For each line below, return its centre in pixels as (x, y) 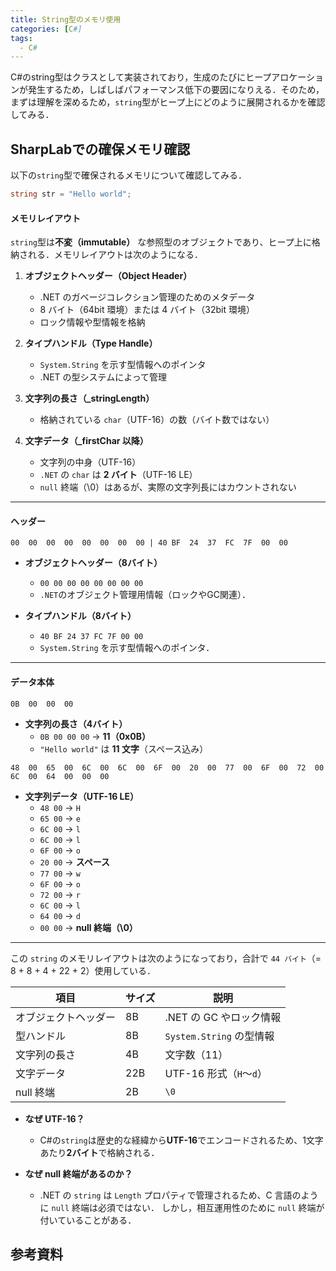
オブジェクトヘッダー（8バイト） (93, 563)
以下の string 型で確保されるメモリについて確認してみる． (129, 175)
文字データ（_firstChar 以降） (86, 441)
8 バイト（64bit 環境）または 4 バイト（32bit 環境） (147, 310)
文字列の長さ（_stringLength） (89, 398)
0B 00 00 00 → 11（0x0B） (95, 736)
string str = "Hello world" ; (71, 194)
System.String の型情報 (219, 1036)
